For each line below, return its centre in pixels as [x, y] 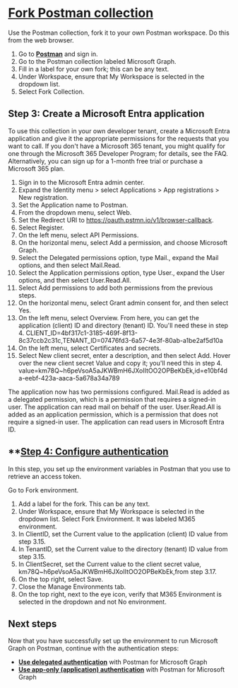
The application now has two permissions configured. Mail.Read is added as [119, 392]
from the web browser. [41, 40]
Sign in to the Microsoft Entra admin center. [81, 182]
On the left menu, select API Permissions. [78, 235]
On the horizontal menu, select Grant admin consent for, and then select [123, 303]
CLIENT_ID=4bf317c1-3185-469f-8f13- [82, 333]
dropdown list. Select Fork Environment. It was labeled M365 [107, 519]
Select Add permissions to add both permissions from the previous [115, 288]
